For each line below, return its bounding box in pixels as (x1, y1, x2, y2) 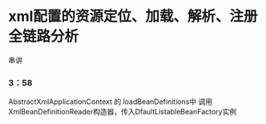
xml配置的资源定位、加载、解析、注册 (8, 7, 258, 26)
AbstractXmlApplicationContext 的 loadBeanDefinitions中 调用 (8, 97, 213, 106)
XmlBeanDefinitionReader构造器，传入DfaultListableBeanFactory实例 (8, 107, 237, 117)
